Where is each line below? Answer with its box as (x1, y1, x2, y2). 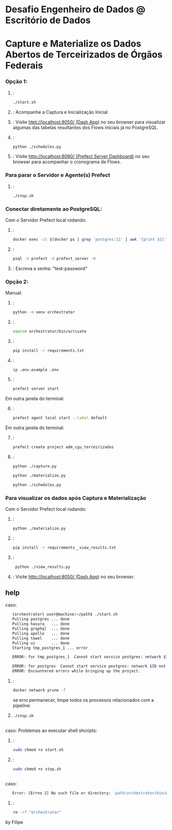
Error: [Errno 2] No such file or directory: (12, 791, 111, 796)
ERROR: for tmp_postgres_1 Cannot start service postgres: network (12, 655, 161, 660)
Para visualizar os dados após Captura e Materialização (5, 494, 146, 501)
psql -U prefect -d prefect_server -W (12, 256, 96, 261)
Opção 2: (5, 278, 29, 285)
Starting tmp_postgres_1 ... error (12, 645, 88, 651)
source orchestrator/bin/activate (12, 329, 87, 334)
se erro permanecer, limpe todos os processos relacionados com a (12, 697, 154, 703)
